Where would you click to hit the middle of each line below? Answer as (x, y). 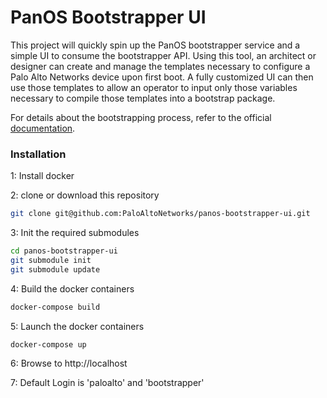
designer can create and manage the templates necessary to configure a (160, 66)
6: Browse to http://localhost (69, 363)
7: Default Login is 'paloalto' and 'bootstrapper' (107, 383)
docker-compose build (55, 307)
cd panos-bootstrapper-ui (64, 251)
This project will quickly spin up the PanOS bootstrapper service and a (155, 45)
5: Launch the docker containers (77, 326)
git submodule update (55, 269)
